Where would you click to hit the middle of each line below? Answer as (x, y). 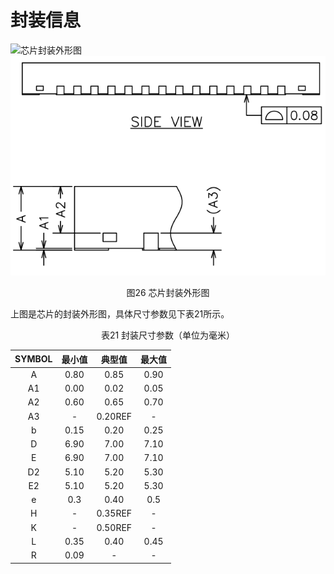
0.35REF (114, 513)
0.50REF (114, 527)
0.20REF (114, 416)
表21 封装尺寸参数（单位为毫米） (168, 335)
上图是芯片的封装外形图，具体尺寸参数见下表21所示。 (120, 314)
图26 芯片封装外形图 (168, 293)
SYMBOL (33, 359)
